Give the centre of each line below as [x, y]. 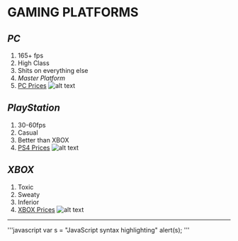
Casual [28, 133]
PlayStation [34, 108]
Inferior [28, 202]
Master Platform [41, 78]
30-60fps [32, 125]
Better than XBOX [43, 140]
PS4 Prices [34, 147]
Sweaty [29, 194]
